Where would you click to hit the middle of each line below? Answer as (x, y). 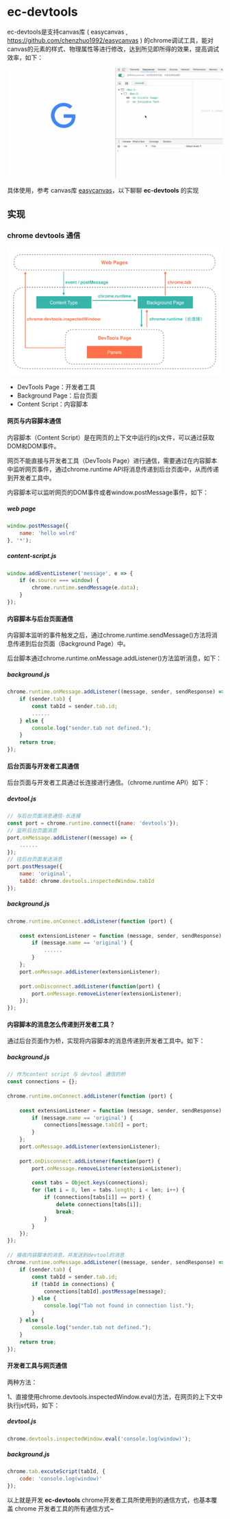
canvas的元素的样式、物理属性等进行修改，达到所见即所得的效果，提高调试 (113, 49)
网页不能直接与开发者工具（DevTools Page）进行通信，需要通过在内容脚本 (112, 461)
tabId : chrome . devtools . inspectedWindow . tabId (87, 882)
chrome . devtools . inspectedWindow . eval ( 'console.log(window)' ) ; (99, 1439)
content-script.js (32, 556)
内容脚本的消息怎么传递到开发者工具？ (61, 1024)
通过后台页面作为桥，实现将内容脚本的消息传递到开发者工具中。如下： (106, 1041)
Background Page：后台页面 (57, 396)
